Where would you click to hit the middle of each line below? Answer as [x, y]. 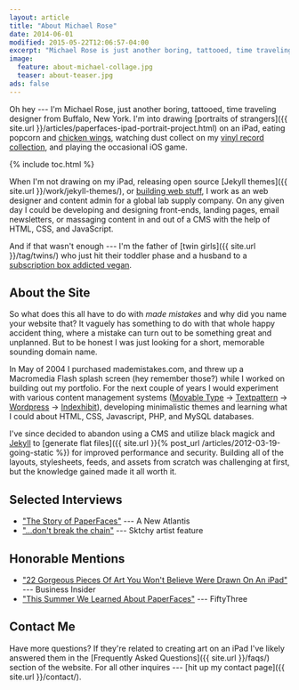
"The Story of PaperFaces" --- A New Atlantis [106, 521]
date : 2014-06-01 [41, 34]
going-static [32, 453]
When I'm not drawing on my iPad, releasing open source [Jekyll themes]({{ [148, 181]
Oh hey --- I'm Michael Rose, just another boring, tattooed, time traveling [143, 109]
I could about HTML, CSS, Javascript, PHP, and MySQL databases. [132, 417]
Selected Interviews [66, 499]
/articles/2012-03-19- [241, 443]
